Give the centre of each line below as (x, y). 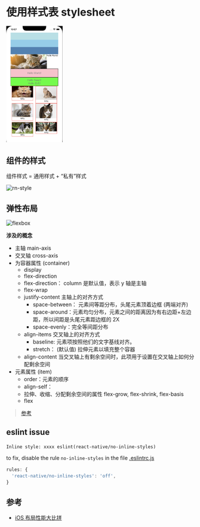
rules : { (17, 470)
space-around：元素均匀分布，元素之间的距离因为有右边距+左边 (112, 312)
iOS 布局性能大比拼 (38, 518)
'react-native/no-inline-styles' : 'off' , (64, 476)
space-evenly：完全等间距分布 (70, 327)
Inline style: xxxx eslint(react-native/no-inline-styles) (81, 447)
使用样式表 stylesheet (61, 12)
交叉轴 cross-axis (36, 256)
